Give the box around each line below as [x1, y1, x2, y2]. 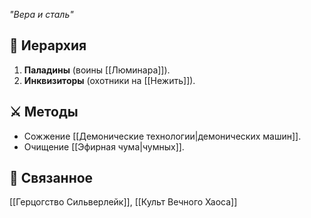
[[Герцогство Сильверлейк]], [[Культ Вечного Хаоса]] [9, 196, 238, 208]
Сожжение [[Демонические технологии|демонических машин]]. [23, 130, 302, 142]
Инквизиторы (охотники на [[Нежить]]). [23, 74, 196, 86]
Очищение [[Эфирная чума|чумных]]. [23, 140, 185, 153]
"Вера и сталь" [9, 9, 74, 20]
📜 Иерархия [9, 37, 87, 54]
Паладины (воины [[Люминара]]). [23, 64, 171, 76]
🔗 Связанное [9, 170, 94, 187]
